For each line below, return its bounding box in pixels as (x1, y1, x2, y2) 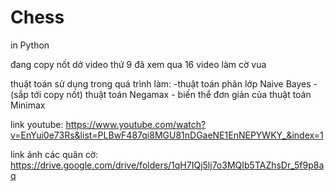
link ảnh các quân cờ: (10, 148, 99, 160)
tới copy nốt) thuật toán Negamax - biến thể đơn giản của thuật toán (30, 88, 312, 100)
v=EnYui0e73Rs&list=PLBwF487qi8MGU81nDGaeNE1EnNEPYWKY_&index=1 (10, 129, 324, 141)
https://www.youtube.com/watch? (65, 118, 207, 130)
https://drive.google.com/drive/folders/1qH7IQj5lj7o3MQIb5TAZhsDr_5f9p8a (10, 159, 325, 171)
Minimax (10, 99, 46, 111)
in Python (10, 39, 50, 51)
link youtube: (10, 118, 64, 130)
